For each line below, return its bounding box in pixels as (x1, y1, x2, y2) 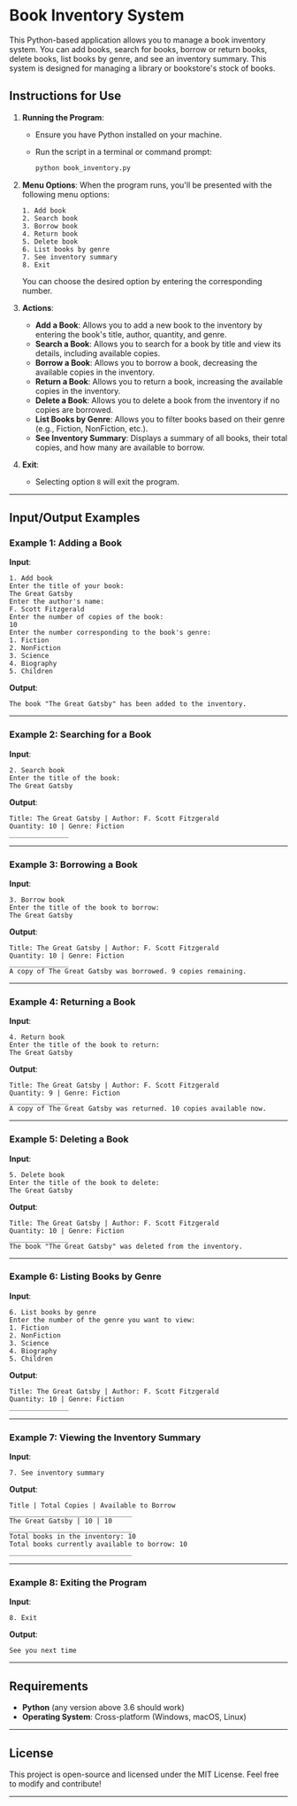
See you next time (9, 1647, 77, 1655)
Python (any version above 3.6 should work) (21, 1702, 185, 1713)
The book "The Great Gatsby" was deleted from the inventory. (9, 1242, 243, 1251)
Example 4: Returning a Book (9, 996, 136, 1008)
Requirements (9, 1678, 88, 1694)
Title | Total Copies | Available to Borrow (9, 1501, 176, 1510)
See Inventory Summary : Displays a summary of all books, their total (34, 432, 288, 443)
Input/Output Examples (9, 510, 141, 525)
